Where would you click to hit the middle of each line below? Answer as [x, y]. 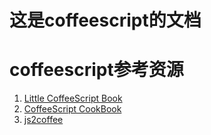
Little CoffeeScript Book [73, 98]
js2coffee [43, 120]
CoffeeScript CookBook [72, 109]
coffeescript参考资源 [96, 70]
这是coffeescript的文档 [105, 20]
